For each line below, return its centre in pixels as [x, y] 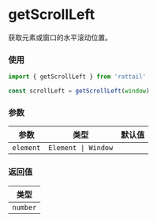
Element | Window [81, 148]
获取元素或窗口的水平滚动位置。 [60, 37]
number [24, 207]
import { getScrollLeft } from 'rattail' [77, 77]
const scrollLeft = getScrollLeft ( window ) [79, 91]
